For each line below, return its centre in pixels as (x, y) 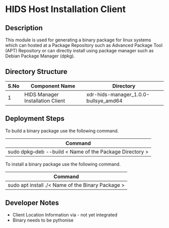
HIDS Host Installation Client (66, 9)
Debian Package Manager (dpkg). (40, 56)
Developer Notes (32, 203)
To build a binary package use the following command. (62, 131)
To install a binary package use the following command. (63, 164)
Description (24, 28)
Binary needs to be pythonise (43, 220)
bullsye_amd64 (104, 101)
